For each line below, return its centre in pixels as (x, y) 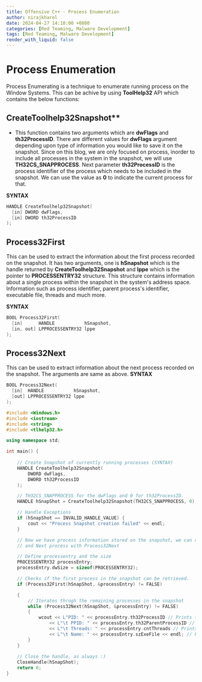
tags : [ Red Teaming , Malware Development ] (60, 34)
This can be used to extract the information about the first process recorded (101, 257)
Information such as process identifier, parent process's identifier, (88, 289)
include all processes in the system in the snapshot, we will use (93, 158)
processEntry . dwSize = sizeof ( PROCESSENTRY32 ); (78, 568)
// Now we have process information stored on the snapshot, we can (105, 540)
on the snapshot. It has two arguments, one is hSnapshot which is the (93, 263)
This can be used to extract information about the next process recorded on (100, 368)
